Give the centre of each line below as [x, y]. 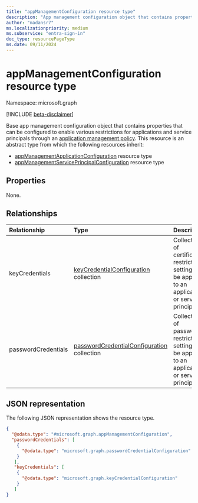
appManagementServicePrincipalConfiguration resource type [89, 162]
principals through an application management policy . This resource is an [95, 138]
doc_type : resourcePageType [41, 39]
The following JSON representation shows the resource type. [80, 418]
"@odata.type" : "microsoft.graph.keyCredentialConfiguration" [100, 478]
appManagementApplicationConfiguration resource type [83, 156]
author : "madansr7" [30, 22]
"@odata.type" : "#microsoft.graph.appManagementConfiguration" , [92, 434]
